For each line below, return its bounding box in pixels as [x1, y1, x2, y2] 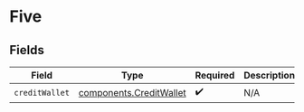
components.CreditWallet [78, 86, 187, 98]
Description [243, 70, 296, 81]
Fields [9, 42, 45, 58]
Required [195, 70, 235, 81]
